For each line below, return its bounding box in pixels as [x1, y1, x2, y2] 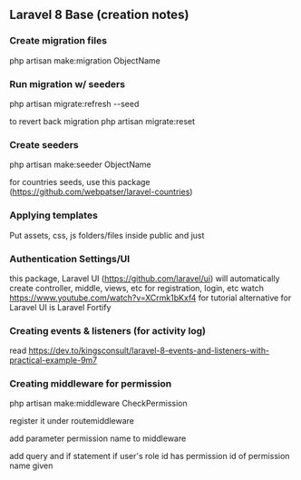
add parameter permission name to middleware [9, 433, 187, 444]
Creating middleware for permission [9, 377, 172, 390]
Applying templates [9, 209, 98, 221]
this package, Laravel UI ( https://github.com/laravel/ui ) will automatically [9, 272, 280, 284]
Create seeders [9, 138, 79, 151]
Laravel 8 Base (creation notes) [9, 7, 189, 23]
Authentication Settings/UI [9, 252, 131, 265]
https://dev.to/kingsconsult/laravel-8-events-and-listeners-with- [28, 345, 270, 357]
